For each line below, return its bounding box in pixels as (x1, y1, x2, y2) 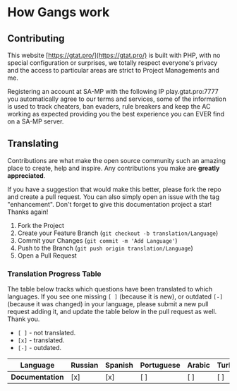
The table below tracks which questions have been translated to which (7, 285, 213, 294)
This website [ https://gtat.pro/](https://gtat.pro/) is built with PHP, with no (7, 51, 221, 59)
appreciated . (7, 171, 46, 180)
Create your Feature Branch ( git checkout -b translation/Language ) (17, 229, 219, 237)
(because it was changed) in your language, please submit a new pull (7, 300, 209, 308)
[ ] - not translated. (17, 329, 76, 337)
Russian (71, 361, 99, 371)
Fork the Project (17, 221, 65, 229)
